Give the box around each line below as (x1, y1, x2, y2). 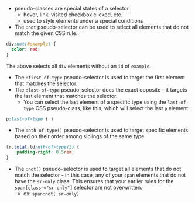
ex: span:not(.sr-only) (23, 190, 80, 197)
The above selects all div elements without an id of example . (6, 62, 151, 69)
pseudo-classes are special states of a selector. (14, 5, 131, 12)
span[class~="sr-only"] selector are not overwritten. (14, 184, 142, 191)
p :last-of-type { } (6, 116, 54, 122)
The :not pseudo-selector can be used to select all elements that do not (14, 23, 189, 30)
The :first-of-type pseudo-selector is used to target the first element (14, 73, 186, 80)
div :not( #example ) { (6, 41, 57, 47)
